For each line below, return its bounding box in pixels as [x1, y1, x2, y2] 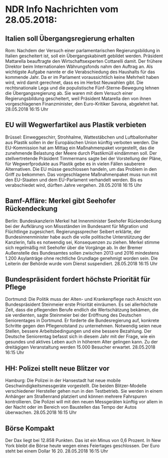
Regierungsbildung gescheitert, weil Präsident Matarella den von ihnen [5, 95, 151, 101]
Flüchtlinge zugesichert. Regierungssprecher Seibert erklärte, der [5, 228, 141, 235]
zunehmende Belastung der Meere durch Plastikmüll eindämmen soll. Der [5, 150, 157, 156]
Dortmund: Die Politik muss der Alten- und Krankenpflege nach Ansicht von [5, 296, 161, 302]
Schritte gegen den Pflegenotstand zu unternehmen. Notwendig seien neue [5, 323, 162, 329]
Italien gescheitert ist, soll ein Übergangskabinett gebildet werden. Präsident [5, 53, 163, 59]
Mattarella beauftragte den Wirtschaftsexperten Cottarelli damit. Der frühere [5, 58, 162, 64]
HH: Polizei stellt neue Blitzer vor [5, 364, 110, 373]
